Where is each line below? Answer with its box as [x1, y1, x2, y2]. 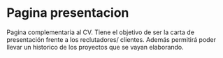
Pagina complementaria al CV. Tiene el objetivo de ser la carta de [6, 28, 195, 36]
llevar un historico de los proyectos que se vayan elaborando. [6, 43, 185, 51]
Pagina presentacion [6, 5, 129, 21]
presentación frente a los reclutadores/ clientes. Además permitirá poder [6, 35, 217, 43]
